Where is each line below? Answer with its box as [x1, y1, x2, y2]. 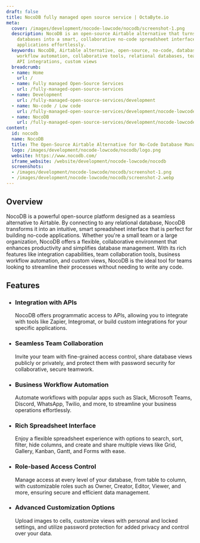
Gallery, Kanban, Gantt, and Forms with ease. [14, 448, 126, 455]
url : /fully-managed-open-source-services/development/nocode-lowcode [17, 108, 196, 114]
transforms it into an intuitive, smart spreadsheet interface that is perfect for [6, 225, 193, 232]
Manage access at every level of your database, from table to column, [14, 476, 187, 483]
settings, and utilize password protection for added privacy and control [14, 523, 189, 530]
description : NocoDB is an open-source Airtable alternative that [11, 31, 180, 37]
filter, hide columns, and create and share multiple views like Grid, [14, 441, 177, 448]
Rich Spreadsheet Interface [14, 421, 96, 429]
